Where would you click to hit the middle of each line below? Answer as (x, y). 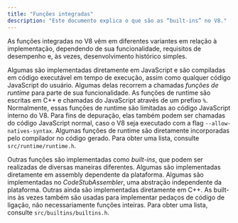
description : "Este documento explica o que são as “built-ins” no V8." (117, 21)
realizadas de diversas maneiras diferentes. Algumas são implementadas (114, 167)
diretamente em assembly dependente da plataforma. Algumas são (106, 175)
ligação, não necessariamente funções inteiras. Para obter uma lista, (108, 204)
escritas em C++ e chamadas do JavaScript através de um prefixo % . (108, 100)
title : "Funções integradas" (50, 14)
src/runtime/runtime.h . (42, 145)
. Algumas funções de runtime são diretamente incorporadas (141, 130)
